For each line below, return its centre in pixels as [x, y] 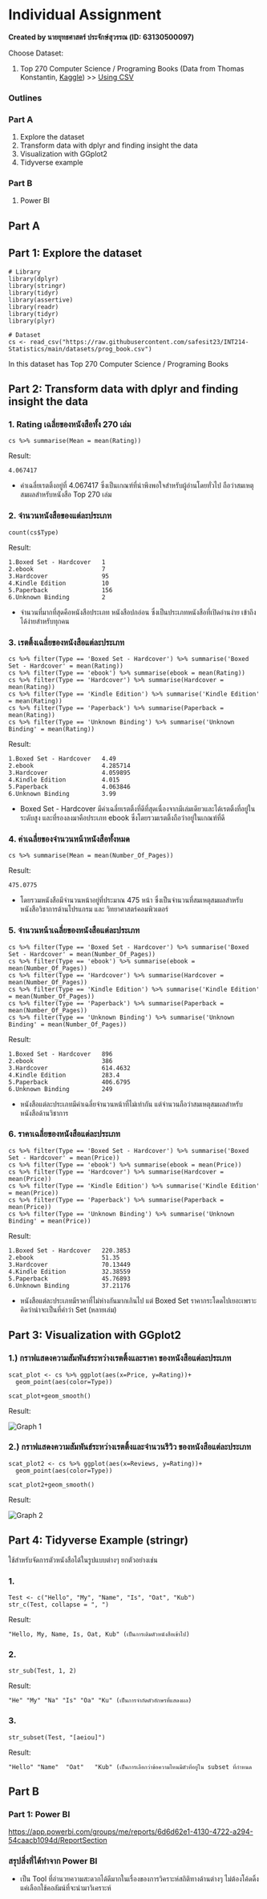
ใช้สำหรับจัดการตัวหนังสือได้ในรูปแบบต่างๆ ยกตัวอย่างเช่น [83, 1560]
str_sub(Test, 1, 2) [43, 1671]
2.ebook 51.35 [64, 1257]
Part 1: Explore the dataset [75, 253]
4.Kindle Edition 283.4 [64, 1075]
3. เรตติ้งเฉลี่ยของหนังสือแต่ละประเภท [67, 642]
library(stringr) [37, 286]
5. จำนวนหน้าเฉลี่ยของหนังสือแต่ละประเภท [74, 931]
